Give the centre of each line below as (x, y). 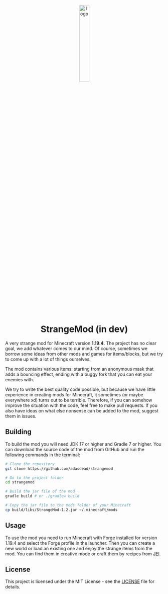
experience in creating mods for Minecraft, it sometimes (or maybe (74, 394)
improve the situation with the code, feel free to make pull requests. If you (81, 405)
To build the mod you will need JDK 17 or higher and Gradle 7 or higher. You (83, 444)
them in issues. (21, 416)
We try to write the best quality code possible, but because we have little (80, 389)
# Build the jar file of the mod (40, 491)
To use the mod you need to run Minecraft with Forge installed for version (81, 538)
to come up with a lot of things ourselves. (48, 359)
